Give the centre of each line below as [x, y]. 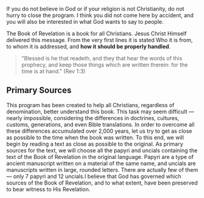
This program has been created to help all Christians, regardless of [90, 105]
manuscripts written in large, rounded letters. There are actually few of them [102, 169]
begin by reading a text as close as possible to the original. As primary [95, 144]
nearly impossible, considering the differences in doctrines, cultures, [93, 118]
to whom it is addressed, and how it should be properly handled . [89, 46]
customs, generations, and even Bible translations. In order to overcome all [100, 124]
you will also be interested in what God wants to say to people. [85, 22]
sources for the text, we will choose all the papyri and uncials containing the [102, 150]
